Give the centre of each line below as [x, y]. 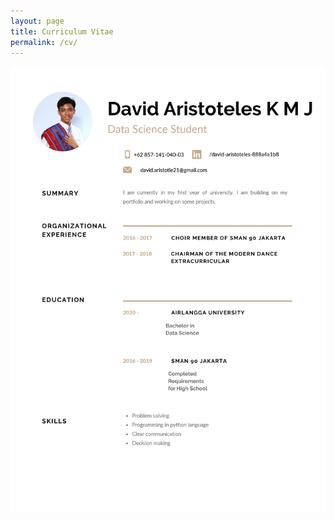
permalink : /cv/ [44, 42]
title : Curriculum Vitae [62, 31]
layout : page [37, 21]
